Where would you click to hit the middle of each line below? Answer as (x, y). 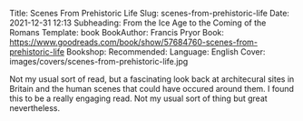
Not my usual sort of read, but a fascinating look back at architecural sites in (152, 79)
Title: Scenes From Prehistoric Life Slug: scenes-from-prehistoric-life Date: (150, 13)
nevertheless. (35, 108)
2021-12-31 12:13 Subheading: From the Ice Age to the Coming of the (138, 23)
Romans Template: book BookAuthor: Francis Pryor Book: (117, 32)
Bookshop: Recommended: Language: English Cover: (166, 52)
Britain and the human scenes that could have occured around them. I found (152, 89)
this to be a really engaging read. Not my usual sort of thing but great (138, 98)
